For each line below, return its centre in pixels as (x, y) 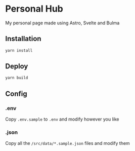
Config (16, 93)
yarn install (19, 50)
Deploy (17, 66)
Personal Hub (34, 9)
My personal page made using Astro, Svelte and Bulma (62, 23)
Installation (23, 39)
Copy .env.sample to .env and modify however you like (62, 119)
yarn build (17, 78)
